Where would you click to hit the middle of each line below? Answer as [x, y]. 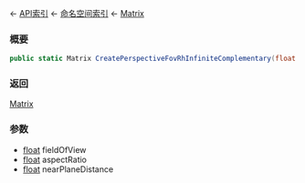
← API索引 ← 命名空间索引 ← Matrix [77, 13]
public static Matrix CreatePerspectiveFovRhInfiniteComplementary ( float [153, 59]
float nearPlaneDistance [68, 169]
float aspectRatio [55, 159]
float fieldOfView [54, 149]
